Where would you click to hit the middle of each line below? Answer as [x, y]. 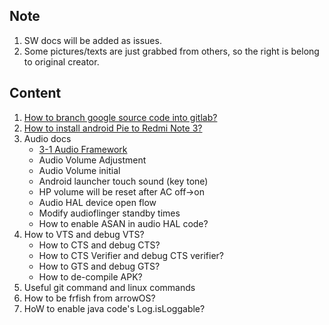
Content [35, 93]
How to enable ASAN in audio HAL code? [123, 223]
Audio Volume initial [79, 170]
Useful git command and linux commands [109, 287]
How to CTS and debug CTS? [99, 245]
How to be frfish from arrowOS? [89, 298]
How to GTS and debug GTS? [99, 266]
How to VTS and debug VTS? [84, 234]
